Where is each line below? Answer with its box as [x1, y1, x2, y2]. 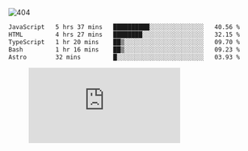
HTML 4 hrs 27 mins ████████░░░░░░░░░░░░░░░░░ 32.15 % [8, 31, 241, 39]
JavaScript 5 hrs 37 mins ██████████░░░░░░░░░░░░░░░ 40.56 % [8, 23, 241, 31]
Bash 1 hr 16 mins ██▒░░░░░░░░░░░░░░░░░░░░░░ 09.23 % [8, 45, 241, 54]
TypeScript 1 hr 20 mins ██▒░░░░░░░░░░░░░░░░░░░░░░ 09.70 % [8, 38, 241, 46]
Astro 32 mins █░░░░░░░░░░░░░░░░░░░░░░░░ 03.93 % [8, 53, 241, 61]
